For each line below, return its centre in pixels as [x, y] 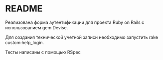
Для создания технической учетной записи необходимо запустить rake [82, 37]
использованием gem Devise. [37, 27]
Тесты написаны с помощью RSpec [43, 52]
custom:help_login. [25, 42]
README [24, 9]
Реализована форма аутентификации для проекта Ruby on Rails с [75, 22]
